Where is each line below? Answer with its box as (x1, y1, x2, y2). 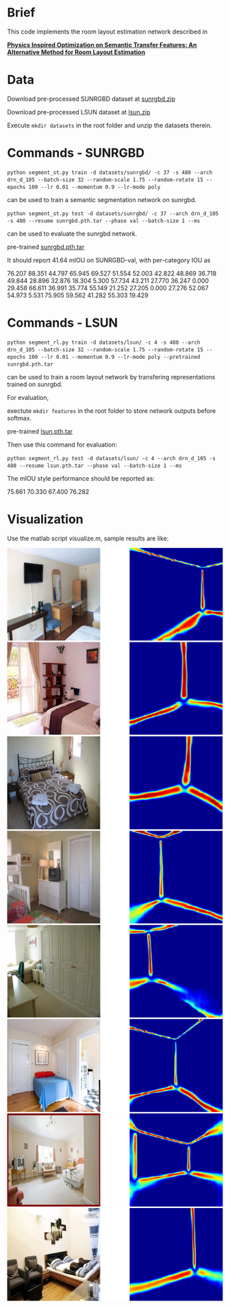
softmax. (7, 414, 32, 422)
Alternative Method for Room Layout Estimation (7, 48, 146, 56)
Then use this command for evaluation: (7, 440, 118, 449)
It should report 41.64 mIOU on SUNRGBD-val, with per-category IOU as (7, 255, 211, 264)
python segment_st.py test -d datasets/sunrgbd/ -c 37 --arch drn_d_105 (7, 210, 219, 217)
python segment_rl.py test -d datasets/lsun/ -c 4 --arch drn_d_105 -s (7, 455, 216, 462)
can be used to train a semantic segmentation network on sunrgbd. (7, 195, 197, 203)
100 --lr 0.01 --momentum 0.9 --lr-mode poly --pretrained (28, 353, 201, 360)
